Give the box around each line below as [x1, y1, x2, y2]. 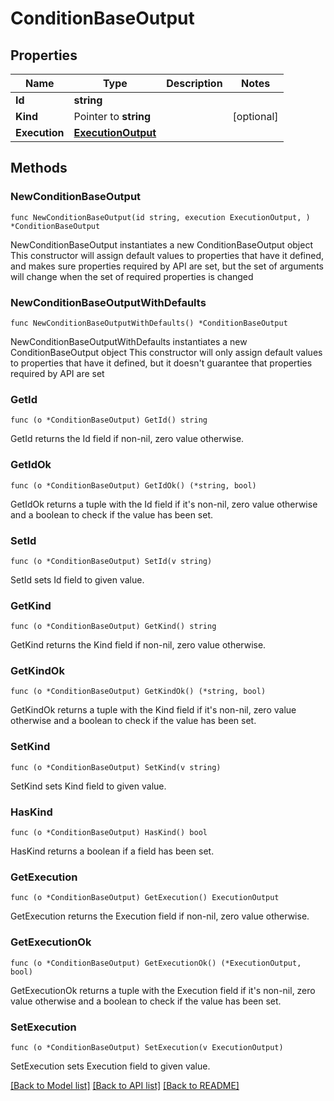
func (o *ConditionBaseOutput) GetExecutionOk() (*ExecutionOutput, [10, 958, 302, 968]
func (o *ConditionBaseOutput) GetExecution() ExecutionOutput [10, 893, 280, 903]
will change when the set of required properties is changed [10, 270, 254, 282]
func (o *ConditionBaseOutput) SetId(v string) [10, 556, 213, 566]
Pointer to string [73, 110, 152, 123]
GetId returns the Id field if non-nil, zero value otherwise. [10, 433, 245, 445]
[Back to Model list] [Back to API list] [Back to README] [10, 1079, 240, 1091]
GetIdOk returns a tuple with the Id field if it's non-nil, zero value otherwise [10, 498, 318, 510]
